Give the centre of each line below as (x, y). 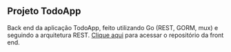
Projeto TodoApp (44, 11)
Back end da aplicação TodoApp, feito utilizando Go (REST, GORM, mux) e (113, 27)
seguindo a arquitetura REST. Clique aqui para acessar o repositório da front (115, 35)
